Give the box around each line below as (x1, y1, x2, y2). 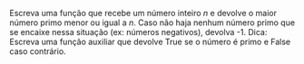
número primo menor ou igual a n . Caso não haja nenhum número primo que (9, 17, 296, 28)
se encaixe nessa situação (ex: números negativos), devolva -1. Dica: (9, 27, 268, 37)
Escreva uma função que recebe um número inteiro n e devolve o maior (9, 8, 278, 18)
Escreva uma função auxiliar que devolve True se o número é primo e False (9, 36, 291, 47)
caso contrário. (9, 46, 66, 57)
